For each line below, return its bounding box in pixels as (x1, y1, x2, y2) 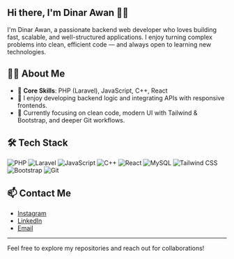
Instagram (17, 210, 47, 218)
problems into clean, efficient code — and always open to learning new (7, 40, 212, 49)
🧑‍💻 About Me (7, 68, 65, 80)
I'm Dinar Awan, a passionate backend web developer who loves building (7, 25, 217, 33)
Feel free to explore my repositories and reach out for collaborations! (7, 244, 205, 253)
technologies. (7, 47, 47, 56)
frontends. (17, 101, 47, 109)
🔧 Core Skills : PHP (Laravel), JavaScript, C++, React (17, 86, 169, 95)
